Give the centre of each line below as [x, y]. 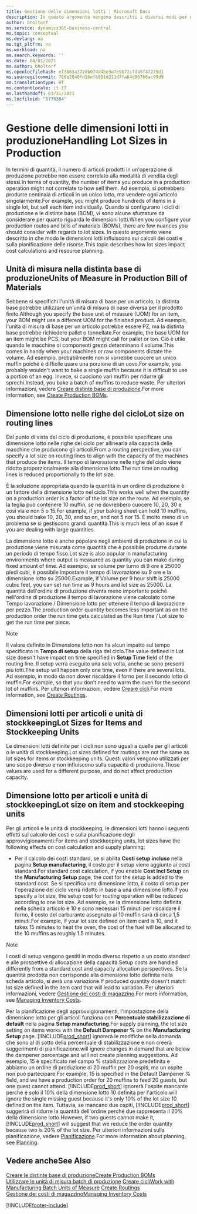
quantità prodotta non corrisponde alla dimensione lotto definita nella [89, 975]
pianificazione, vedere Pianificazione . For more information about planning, [96, 1136]
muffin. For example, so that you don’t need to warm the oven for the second [98, 683]
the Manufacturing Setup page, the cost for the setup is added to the [99, 877]
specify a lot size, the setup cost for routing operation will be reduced [98, 896]
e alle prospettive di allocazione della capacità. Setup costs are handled [92, 962]
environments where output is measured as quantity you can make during [95, 560]
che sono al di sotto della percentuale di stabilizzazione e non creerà [89, 1042]
